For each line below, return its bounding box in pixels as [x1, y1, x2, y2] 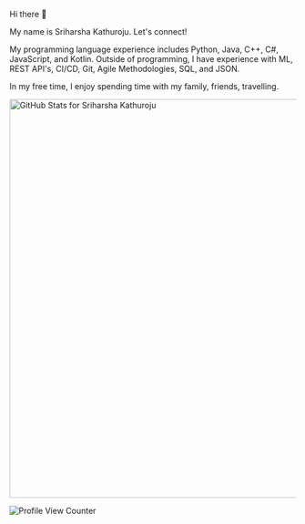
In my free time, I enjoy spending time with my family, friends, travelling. [9, 81, 280, 91]
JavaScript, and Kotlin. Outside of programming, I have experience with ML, [9, 54, 293, 64]
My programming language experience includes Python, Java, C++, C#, [9, 44, 280, 55]
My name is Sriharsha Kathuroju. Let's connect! [9, 26, 188, 36]
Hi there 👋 [9, 9, 47, 19]
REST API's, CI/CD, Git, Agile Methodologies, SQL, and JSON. [9, 64, 240, 74]
